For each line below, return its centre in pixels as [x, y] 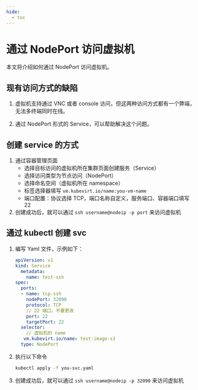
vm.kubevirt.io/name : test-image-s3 [69, 339]
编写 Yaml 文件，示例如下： [49, 249]
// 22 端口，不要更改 [50, 311]
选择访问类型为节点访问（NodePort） [70, 176]
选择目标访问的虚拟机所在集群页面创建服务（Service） [92, 168]
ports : [29, 288]
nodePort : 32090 [46, 299]
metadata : [33, 271]
